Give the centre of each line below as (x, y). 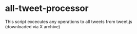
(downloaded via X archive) (33, 26)
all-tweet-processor (47, 8)
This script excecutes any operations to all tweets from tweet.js (69, 22)
